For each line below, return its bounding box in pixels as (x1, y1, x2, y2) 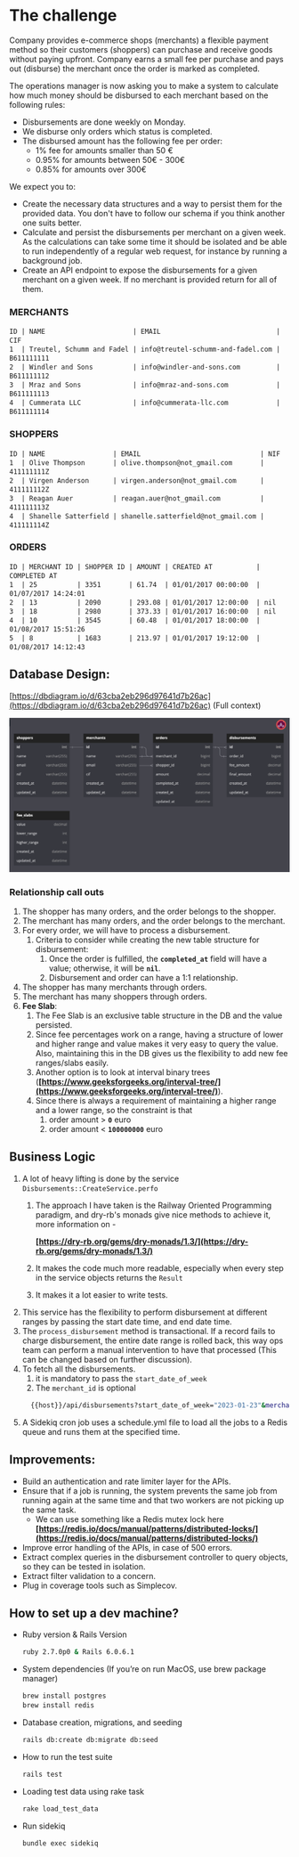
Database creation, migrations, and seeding (21, 1716, 182, 1728)
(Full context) (213, 700, 262, 711)
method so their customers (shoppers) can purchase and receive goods (9, 44, 273, 54)
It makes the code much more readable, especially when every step (35, 1262, 285, 1274)
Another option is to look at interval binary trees (35, 1067, 211, 1078)
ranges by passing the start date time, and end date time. (21, 1315, 233, 1327)
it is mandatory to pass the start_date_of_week (35, 1372, 207, 1383)
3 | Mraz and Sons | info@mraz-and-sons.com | (9, 380, 280, 390)
